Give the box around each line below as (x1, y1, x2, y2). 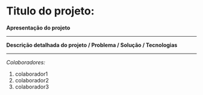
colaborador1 (14, 70, 48, 78)
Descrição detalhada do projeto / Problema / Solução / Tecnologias (6, 41, 178, 49)
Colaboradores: (6, 58, 45, 66)
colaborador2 (14, 76, 50, 84)
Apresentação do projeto (6, 24, 71, 31)
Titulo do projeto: (6, 4, 95, 18)
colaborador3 (14, 83, 50, 90)
